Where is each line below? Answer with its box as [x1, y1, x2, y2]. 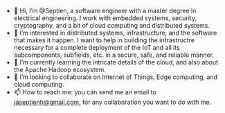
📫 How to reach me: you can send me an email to [13, 88, 157, 96]
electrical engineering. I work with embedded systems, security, [13, 14, 197, 22]
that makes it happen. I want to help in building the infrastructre [13, 36, 195, 44]
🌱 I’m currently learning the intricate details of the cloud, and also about [13, 58, 219, 66]
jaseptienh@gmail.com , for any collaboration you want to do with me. [13, 98, 212, 106]
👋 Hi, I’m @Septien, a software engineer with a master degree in [13, 7, 197, 15]
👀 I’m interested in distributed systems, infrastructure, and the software [13, 28, 217, 37]
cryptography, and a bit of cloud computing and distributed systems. [13, 21, 210, 29]
